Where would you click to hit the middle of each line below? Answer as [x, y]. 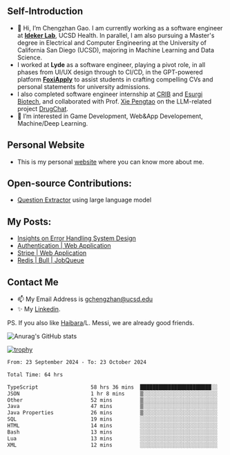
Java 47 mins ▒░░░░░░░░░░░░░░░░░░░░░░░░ [112, 407]
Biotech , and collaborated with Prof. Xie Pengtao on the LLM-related [114, 101]
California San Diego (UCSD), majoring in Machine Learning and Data [116, 50]
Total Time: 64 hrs [35, 375]
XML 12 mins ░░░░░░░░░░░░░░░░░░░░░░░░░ [112, 445]
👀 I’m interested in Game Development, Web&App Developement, [110, 116]
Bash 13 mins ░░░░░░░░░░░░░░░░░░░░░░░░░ [112, 432]
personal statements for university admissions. [84, 86]
